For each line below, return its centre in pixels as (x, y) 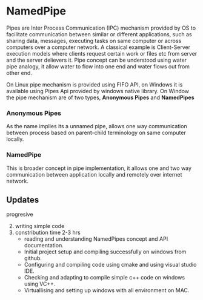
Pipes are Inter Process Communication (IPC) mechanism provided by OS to (101, 28)
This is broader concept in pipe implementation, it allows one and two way (99, 168)
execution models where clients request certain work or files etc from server (102, 53)
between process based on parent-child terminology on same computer (96, 133)
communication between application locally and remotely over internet (94, 174)
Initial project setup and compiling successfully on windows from (105, 252)
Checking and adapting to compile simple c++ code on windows (105, 278)
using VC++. (40, 284)
